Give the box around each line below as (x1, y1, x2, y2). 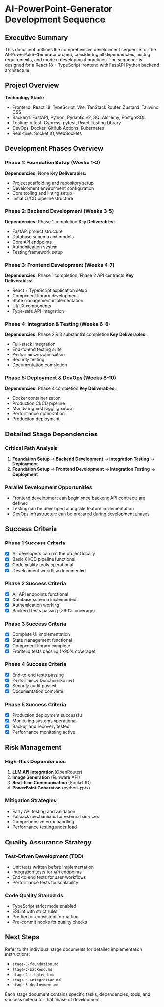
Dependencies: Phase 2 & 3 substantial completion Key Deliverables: (5, 331, 147, 337)
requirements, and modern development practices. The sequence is (5, 57, 142, 62)
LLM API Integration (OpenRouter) (12, 769, 82, 775)
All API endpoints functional (12, 591, 69, 597)
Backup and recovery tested (12, 723, 70, 729)
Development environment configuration (12, 185, 94, 191)
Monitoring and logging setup (12, 405, 72, 411)
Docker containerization (12, 395, 61, 401)
